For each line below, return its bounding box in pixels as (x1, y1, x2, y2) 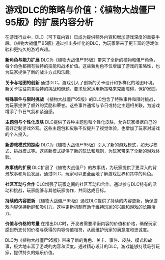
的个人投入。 (5, 131, 31, 137)
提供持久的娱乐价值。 (13, 249, 57, 255)
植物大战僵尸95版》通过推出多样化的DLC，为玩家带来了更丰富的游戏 (15, 40, 155, 46)
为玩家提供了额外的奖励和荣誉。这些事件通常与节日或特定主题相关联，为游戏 (5, 102, 160, 108)
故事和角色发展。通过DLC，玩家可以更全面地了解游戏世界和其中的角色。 (9, 170, 156, 176)
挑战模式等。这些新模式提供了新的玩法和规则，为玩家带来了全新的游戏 (13, 148, 156, 154)
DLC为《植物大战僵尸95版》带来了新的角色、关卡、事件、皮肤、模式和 (5, 237, 148, 243)
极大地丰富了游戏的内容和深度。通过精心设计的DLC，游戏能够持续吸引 (13, 243, 156, 249)
